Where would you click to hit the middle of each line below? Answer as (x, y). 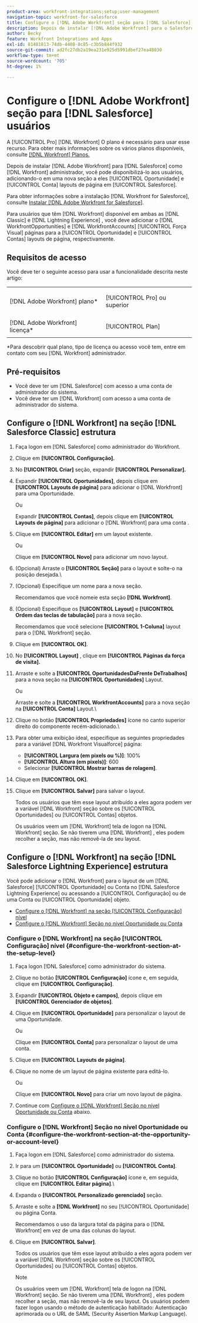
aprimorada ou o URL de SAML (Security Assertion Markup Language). (101, 1314)
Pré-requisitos (34, 372)
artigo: (15, 278)
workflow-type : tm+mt (33, 55)
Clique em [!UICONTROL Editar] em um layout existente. (84, 534)
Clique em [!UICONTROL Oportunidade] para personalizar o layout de (100, 1013)
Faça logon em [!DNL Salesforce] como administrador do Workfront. (98, 446)
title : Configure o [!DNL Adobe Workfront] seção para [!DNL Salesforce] (99, 22)
